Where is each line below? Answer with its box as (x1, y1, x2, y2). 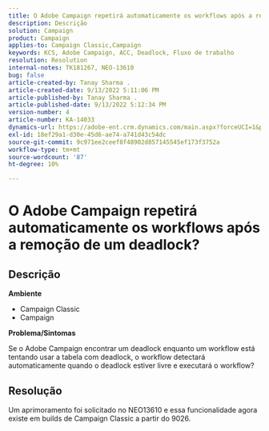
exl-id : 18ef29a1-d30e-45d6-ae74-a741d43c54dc (8, 130, 167, 138)
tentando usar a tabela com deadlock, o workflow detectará (8, 353, 206, 362)
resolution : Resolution (8, 57, 88, 65)
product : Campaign (8, 34, 70, 42)
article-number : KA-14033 (8, 116, 94, 124)
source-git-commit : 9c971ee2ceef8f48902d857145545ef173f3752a (8, 138, 220, 146)
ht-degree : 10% (8, 161, 59, 169)
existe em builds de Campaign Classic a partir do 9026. (8, 413, 191, 423)
